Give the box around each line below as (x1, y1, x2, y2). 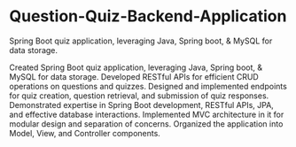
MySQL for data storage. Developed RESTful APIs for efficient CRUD (9, 71, 259, 81)
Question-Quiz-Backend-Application (9, 6, 287, 27)
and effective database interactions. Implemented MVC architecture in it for (9, 109, 284, 120)
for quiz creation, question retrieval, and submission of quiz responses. (9, 90, 269, 101)
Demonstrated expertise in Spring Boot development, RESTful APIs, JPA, (9, 99, 275, 110)
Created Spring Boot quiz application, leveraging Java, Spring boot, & (9, 62, 263, 73)
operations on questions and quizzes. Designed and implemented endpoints (9, 81, 288, 91)
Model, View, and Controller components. (9, 128, 161, 138)
